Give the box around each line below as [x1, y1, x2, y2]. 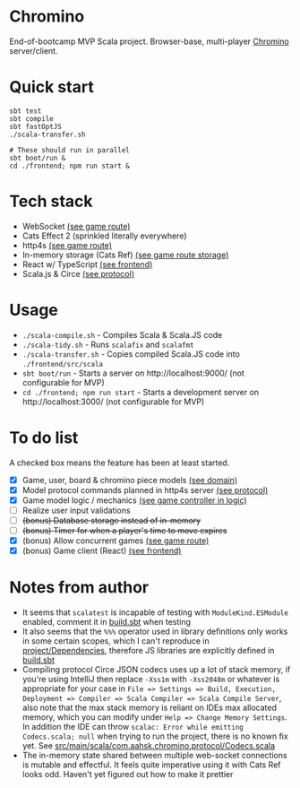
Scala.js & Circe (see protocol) [21, 268, 134, 279]
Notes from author [9, 577, 150, 598]
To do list [9, 428, 79, 447]
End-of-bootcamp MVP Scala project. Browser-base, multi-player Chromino [9, 36, 289, 47]
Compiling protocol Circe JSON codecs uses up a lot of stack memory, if [21, 664, 291, 675]
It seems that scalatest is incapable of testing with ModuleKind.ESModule [21, 607, 289, 618]
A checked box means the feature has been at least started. [9, 457, 230, 468]
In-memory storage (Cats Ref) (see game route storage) [21, 249, 229, 260]
